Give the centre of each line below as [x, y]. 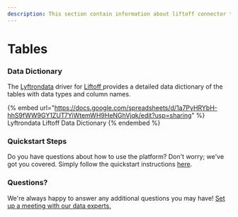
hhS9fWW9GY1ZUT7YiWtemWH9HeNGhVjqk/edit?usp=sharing [100, 116]
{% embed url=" [31, 108]
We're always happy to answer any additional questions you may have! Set [116, 198]
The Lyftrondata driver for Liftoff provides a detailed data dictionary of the [115, 87]
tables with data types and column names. [69, 94]
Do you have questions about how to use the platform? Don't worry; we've [116, 157]
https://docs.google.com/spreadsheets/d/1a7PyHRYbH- [136, 108]
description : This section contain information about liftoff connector [117, 14]
